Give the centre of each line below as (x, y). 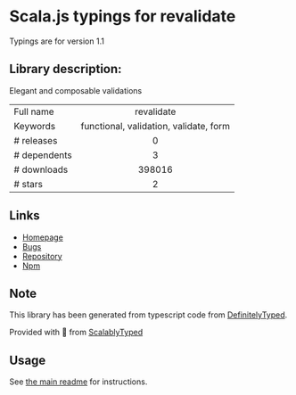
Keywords (35, 126)
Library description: (66, 69)
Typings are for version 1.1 (57, 41)
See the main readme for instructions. (78, 382)
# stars (28, 184)
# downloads (41, 169)
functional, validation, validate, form (155, 126)
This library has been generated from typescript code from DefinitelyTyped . (148, 315)
